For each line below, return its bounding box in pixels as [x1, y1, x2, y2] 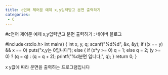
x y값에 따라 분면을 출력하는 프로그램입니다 [5, 64, 90, 70]
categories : [5, 12, 30, 17]
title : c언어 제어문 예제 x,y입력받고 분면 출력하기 [5, 7, 101, 13]
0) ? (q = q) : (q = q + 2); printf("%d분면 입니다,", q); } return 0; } [5, 53, 137, 59]
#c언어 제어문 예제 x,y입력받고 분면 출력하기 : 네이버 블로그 [5, 31, 122, 37]
